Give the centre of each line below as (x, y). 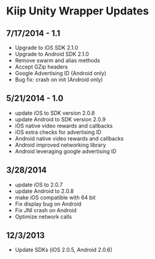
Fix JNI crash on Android (46, 210)
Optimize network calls (43, 216)
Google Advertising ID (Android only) (61, 73)
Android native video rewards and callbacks (69, 138)
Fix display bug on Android (48, 204)
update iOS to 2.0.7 (39, 184)
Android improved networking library (60, 145)
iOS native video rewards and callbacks (64, 126)
